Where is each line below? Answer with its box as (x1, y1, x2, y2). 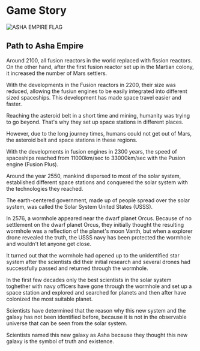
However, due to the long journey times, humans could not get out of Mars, (6, 130, 192, 137)
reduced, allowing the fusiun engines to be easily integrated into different (6, 88, 187, 95)
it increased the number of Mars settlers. (6, 70, 108, 77)
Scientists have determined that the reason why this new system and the (6, 307, 186, 314)
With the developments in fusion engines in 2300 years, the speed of (6, 148, 177, 155)
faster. (6, 100, 22, 107)
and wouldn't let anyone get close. (6, 240, 92, 247)
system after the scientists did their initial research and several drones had (6, 258, 191, 265)
